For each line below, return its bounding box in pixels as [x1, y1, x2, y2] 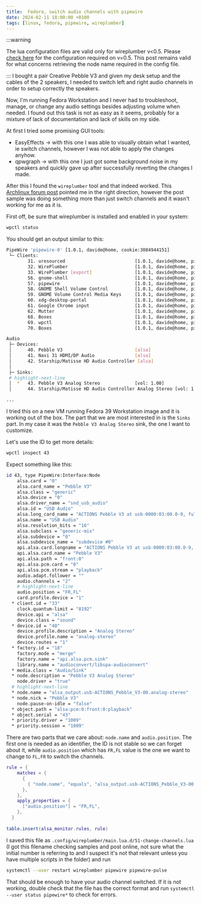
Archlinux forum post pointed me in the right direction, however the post [6, 189, 184, 196]
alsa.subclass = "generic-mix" [17, 528, 95, 534]
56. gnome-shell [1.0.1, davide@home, [28, 275, 188, 281]
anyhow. [14, 152, 36, 159]
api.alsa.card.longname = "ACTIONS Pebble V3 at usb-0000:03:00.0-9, [17, 545, 194, 551]
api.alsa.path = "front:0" [17, 556, 84, 562]
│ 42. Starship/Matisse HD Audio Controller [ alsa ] [8, 358, 154, 364]
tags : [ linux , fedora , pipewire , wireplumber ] [6, 20, 124, 26]
